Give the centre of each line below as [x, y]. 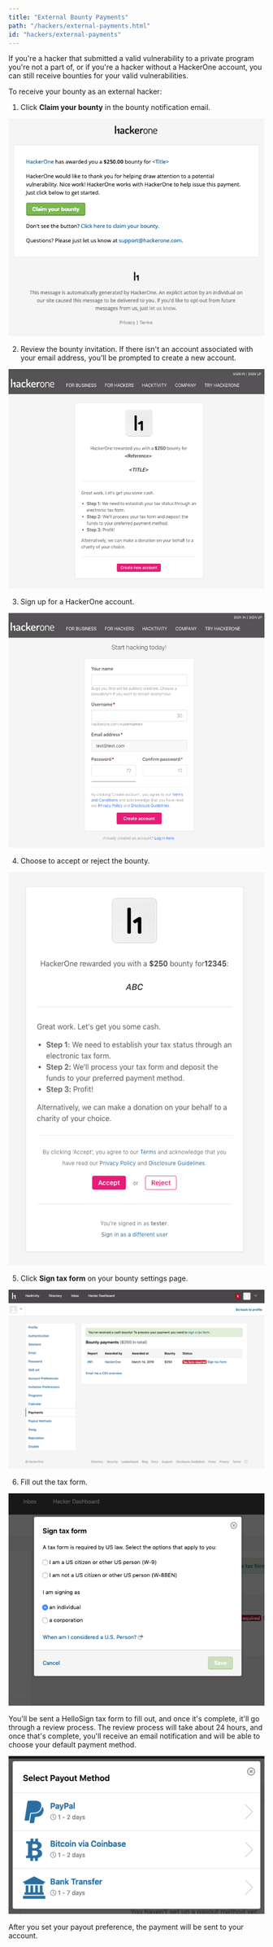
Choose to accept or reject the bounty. [85, 861]
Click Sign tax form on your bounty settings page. [104, 1278]
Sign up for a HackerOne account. [77, 602]
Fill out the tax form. [54, 1482]
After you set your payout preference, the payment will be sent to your [126, 1927]
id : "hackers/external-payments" [65, 34]
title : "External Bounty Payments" [69, 17]
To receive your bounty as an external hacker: [85, 92]
